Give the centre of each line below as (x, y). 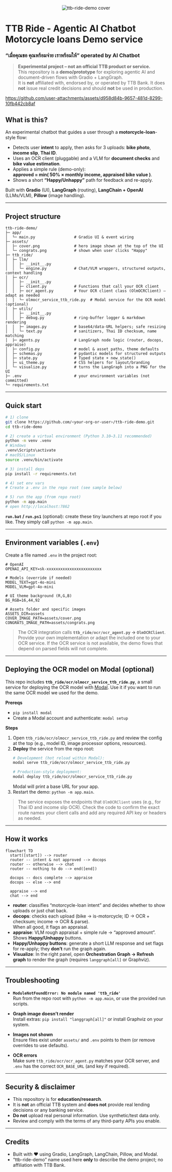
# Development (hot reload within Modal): (59, 758)
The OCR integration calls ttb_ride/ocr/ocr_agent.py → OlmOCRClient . (92, 632)
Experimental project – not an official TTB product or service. (84, 67)
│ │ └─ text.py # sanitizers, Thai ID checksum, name (81, 331)
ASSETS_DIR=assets (25, 614)
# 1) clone (17, 417)
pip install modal (32, 713)
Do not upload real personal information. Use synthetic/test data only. (86, 1116)
